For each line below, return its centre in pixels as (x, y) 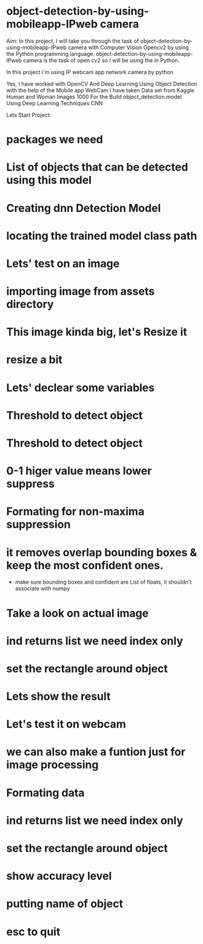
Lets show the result (58, 696)
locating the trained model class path (102, 236)
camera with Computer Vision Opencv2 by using (128, 47)
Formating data (45, 792)
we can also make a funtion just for (96, 752)
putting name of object (65, 904)
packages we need (55, 139)
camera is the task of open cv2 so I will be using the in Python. (101, 60)
